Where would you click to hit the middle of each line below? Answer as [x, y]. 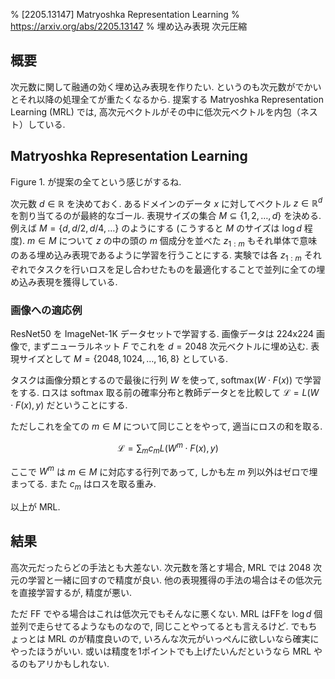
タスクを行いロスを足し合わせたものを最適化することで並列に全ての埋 [181, 269]
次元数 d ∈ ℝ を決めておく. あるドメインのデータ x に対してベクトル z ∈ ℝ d [166, 202]
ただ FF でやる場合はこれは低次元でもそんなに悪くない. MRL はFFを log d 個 [166, 613]
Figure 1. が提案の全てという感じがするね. [96, 181]
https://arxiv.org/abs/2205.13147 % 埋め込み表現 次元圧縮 [129, 26]
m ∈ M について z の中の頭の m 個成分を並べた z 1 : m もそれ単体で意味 [172, 242]
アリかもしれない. [73, 663]
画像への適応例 [46, 310]
